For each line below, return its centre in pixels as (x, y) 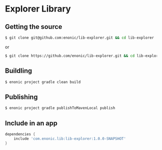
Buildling (19, 71)
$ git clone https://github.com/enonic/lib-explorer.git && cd (70, 56)
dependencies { (20, 134)
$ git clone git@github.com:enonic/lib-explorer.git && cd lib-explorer (80, 38)
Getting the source (34, 27)
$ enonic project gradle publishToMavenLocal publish (60, 108)
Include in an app (31, 123)
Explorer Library (38, 9)
